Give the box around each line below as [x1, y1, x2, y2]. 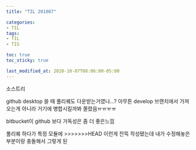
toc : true [6, 52, 31, 58]
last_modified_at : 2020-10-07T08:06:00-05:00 [6, 68, 119, 74]
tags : [6, 30, 19, 36]
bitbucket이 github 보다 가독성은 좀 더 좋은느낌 [6, 118, 115, 125]
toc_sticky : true [6, 57, 49, 63]
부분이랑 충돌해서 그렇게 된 [6, 137, 68, 145]
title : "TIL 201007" [6, 8, 57, 15]
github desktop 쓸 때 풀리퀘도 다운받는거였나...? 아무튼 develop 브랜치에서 [6, 97, 178, 105]
